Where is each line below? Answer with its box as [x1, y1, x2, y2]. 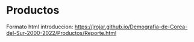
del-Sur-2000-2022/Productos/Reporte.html [6, 29, 117, 36]
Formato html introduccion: [6, 23, 74, 30]
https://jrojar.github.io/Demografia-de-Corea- [74, 23, 188, 30]
